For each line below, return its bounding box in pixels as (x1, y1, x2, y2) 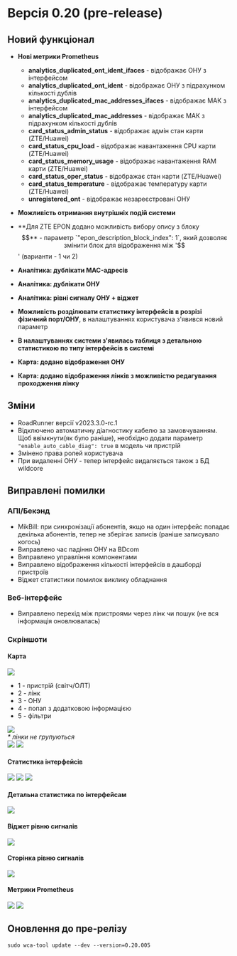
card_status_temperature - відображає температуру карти (28, 180, 207, 188)
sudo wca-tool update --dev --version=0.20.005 (7, 942, 151, 949)
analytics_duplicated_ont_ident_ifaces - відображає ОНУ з (28, 66, 207, 74)
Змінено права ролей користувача (17, 449, 123, 457)
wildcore (17, 464, 44, 472)
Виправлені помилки (7, 484, 106, 497)
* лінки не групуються (7, 732, 75, 741)
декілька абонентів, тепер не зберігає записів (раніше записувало (17, 529, 220, 539)
